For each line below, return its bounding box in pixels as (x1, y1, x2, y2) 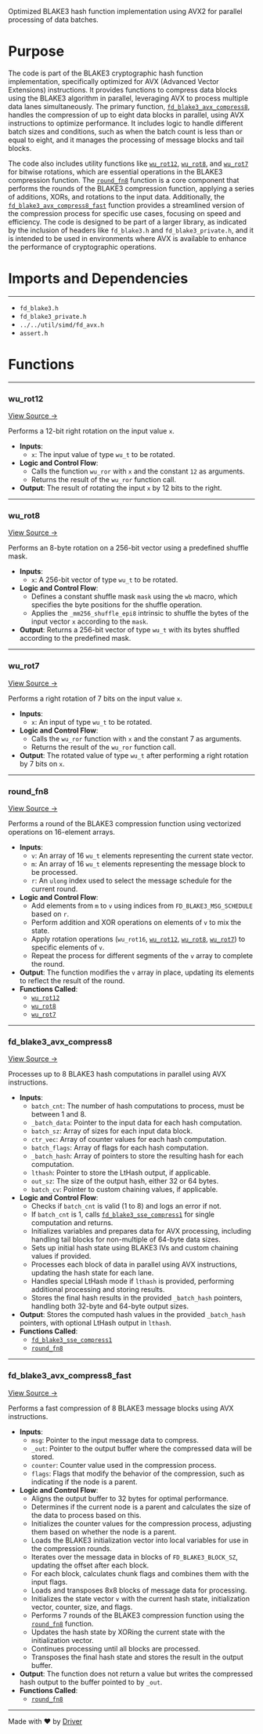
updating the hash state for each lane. (31, 1268, 154, 1278)
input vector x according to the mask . (31, 616, 149, 627)
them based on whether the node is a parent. (31, 1527, 177, 1536)
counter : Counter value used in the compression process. (31, 1460, 217, 1469)
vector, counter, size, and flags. (31, 1602, 133, 1611)
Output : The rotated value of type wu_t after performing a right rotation (19, 750, 249, 760)
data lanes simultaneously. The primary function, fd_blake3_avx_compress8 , (8, 101, 250, 111)
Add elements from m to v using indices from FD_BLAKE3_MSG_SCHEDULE (31, 901, 253, 910)
